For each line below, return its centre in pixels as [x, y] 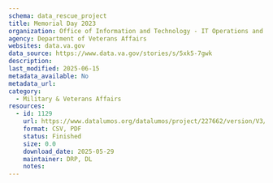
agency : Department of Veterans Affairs [78, 38]
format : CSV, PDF [52, 129]
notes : [34, 167]
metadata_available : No [49, 76]
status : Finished [52, 136]
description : [30, 62]
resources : [27, 106]
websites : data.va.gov [47, 46]
